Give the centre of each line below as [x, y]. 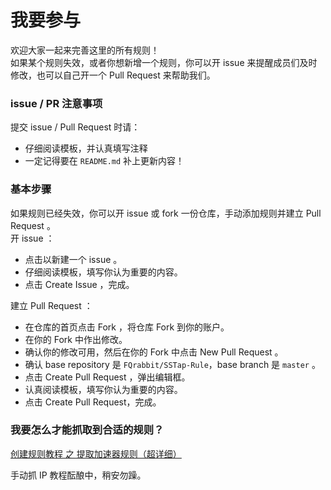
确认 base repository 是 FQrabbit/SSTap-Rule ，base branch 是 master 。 [172, 364]
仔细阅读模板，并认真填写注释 [86, 148]
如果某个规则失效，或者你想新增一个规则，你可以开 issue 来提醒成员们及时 [164, 62]
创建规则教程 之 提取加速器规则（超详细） [96, 453]
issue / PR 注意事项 [56, 103]
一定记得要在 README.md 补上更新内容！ [104, 161]
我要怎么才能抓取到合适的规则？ [87, 430]
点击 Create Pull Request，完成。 [93, 402]
